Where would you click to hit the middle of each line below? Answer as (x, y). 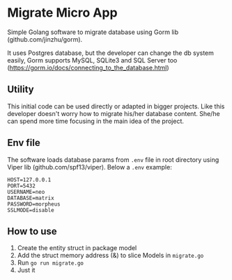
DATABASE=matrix (31, 198)
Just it (26, 270)
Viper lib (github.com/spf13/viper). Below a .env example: (90, 167)
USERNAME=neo (26, 192)
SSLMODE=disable (31, 210)
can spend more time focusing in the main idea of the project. (96, 121)
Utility (21, 89)
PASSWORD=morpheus (34, 204)
